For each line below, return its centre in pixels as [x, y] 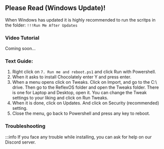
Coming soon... [20, 49]
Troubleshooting [25, 126]
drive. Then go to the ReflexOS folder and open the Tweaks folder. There [85, 87]
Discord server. [21, 142]
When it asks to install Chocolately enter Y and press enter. [72, 77]
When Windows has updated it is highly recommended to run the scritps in [80, 20]
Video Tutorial [22, 38]
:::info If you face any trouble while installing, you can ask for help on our [78, 137]
